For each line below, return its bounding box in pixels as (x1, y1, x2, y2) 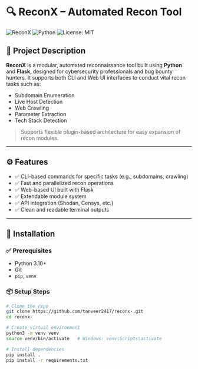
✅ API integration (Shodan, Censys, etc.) (14, 199, 114, 206)
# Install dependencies (6, 346, 65, 352)
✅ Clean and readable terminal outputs (14, 206, 110, 213)
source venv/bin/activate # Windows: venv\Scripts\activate (6, 335, 162, 341)
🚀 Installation (6, 229, 55, 239)
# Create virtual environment (6, 325, 81, 331)
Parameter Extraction (14, 110, 67, 117)
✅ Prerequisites (6, 246, 52, 255)
